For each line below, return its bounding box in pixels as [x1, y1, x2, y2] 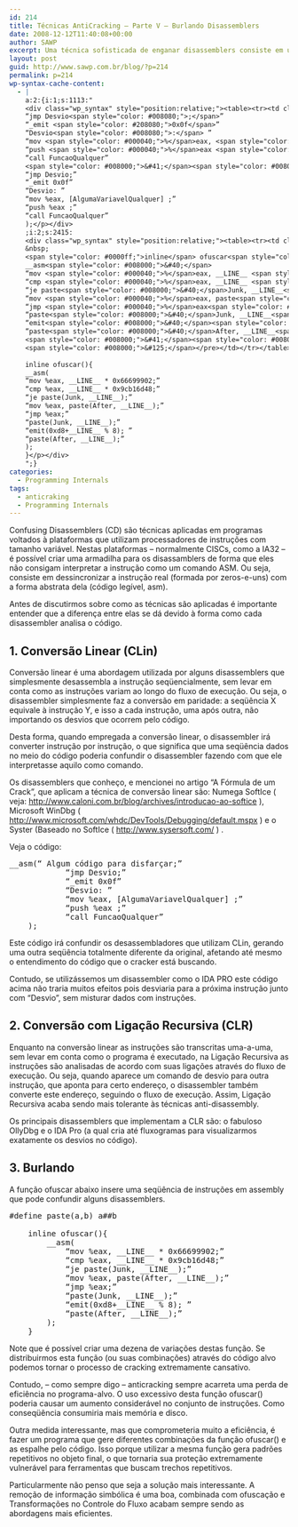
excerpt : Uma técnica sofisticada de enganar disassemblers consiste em [9, 46, 284, 55]
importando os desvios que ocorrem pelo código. [9, 715, 191, 725]
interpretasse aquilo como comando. [9, 760, 144, 771]
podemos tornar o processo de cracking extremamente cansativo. [9, 1362, 251, 1372]
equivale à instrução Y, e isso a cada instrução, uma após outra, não [9, 705, 259, 716]
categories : [9, 468, 53, 476]
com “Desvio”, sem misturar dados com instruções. [9, 993, 197, 1003]
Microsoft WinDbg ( [9, 805, 82, 816]
